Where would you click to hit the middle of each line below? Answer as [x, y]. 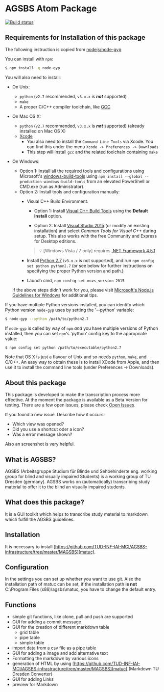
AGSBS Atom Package [51, 9]
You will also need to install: [33, 77]
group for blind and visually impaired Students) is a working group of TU [78, 476]
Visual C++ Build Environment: [58, 201]
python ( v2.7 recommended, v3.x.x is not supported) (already [82, 126]
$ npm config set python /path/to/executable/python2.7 [63, 347]
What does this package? [45, 502]
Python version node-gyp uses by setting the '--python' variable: [70, 310]
